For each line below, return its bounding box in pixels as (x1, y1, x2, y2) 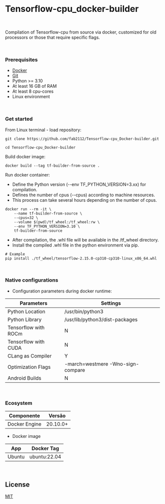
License (5, 480, 30, 489)
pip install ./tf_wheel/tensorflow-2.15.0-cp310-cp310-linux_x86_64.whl (5, 256, 157, 261)
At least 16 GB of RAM (12, 83, 57, 89)
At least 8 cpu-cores (12, 88, 54, 94)
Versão (48, 412, 66, 419)
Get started (5, 115, 33, 122)
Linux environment (12, 94, 50, 100)
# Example (5, 252, 26, 256)
